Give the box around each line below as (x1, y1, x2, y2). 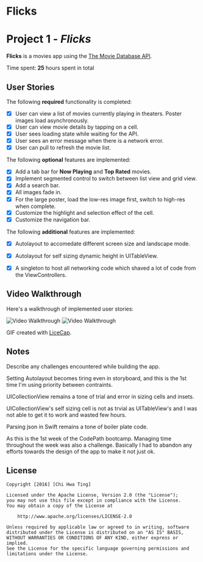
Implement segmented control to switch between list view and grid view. (15, 175, 197, 182)
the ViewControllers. (15, 271, 67, 278)
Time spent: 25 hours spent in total (6, 64, 94, 71)
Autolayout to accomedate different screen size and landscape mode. (15, 240, 190, 247)
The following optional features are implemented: (6, 156, 131, 164)
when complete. (15, 203, 56, 210)
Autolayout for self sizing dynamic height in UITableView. (15, 252, 158, 259)
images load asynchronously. (15, 117, 89, 124)
